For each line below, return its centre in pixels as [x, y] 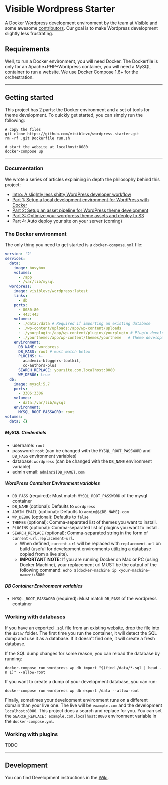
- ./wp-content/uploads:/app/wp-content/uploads [70, 328]
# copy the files [23, 129]
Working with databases [35, 617]
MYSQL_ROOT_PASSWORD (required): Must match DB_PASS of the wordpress [85, 599]
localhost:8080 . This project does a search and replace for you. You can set [84, 710]
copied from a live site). [44, 554]
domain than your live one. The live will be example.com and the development [84, 705]
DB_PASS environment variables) [45, 456]
